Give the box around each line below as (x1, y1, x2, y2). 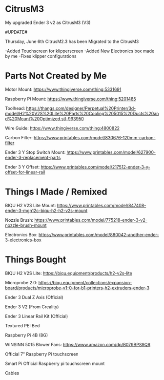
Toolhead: (5, 105, 25, 111)
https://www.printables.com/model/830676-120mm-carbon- (33, 134, 156, 140)
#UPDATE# (5, 29, 28, 35)
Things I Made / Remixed (5, 187, 107, 197)
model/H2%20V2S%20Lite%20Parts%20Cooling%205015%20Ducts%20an (5, 110, 159, 116)
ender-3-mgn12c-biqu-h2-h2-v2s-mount (5, 208, 88, 213)
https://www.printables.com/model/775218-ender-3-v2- (34, 217, 147, 223)
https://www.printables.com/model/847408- (57, 202, 146, 208)
